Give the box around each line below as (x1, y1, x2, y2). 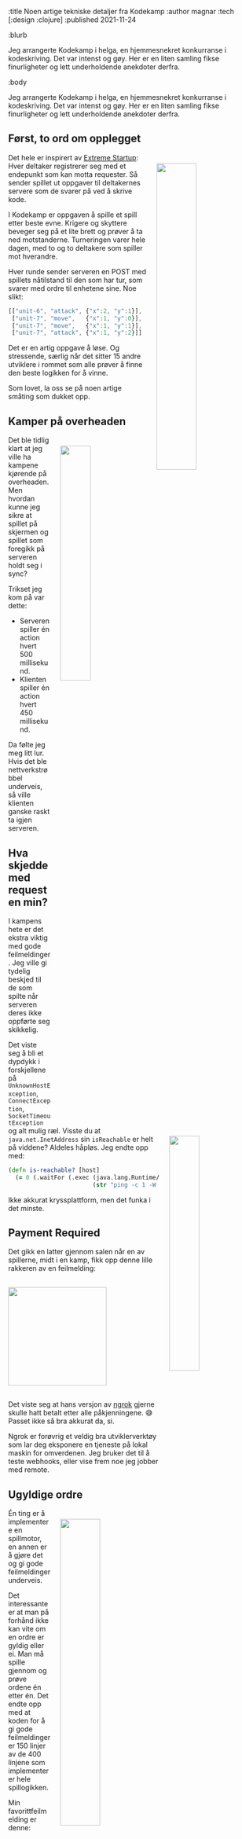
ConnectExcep (8, 1096, 51, 1105)
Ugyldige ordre (8, 1488, 83, 1501)
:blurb (8, 31, 27, 39)
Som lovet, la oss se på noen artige (8, 384, 122, 393)
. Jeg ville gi (8, 958, 47, 967)
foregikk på (8, 544, 46, 553)
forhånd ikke (8, 1616, 49, 1625)
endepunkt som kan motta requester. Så (8, 169, 138, 179)
